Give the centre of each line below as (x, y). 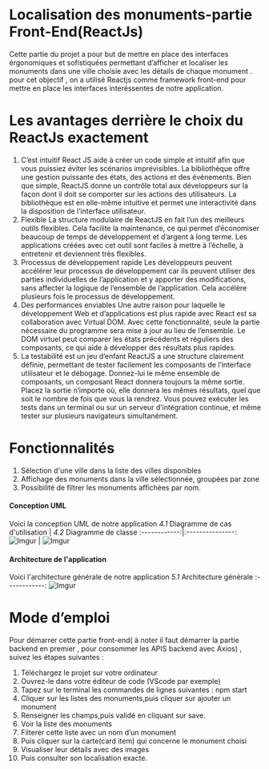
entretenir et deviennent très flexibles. (83, 254)
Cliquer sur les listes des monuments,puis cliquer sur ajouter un (126, 698)
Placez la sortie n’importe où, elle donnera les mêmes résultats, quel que (141, 390)
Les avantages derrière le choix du (126, 121)
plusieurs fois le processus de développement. (98, 296)
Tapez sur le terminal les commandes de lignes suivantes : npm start (134, 690)
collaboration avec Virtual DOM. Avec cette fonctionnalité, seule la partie (140, 322)
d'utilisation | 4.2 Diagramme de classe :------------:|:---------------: (123, 532)
